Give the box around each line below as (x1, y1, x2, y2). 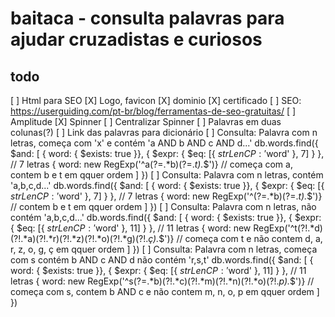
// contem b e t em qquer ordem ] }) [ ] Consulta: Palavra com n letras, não (10, 201, 317, 212)
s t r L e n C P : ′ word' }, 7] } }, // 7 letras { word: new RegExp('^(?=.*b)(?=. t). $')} (10, 190, 323, 202)
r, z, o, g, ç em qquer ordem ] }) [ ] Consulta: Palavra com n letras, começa (10, 243, 318, 255)
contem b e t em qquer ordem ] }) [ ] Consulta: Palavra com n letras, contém (10, 169, 324, 181)
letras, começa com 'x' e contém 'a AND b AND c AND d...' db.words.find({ (10, 137, 319, 149)
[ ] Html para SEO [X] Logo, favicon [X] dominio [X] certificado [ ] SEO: (10, 95, 302, 106)
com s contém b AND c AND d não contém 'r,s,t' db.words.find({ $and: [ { (10, 254, 314, 266)
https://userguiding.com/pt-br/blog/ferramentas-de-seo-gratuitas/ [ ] (10, 105, 297, 117)
